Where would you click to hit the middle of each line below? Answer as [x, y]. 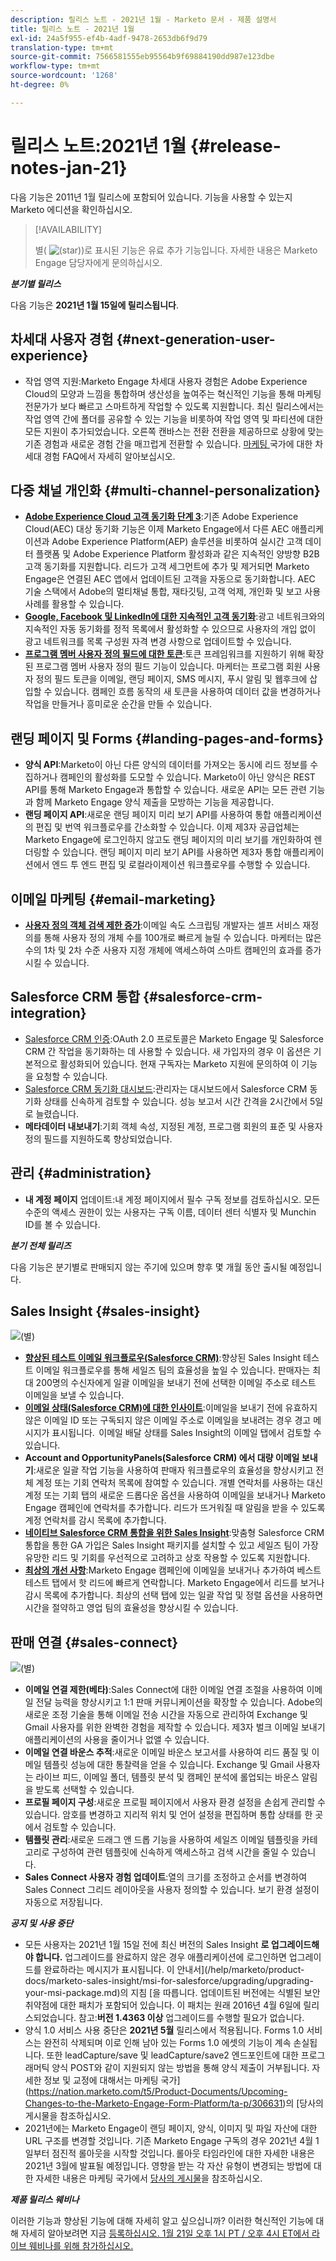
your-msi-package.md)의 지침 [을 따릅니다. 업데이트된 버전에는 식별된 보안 [172, 1993]
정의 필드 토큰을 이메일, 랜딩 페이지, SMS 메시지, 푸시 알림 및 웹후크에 [171, 679]
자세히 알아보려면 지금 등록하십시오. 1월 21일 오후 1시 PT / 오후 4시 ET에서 [165, 2233]
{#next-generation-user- [196, 339]
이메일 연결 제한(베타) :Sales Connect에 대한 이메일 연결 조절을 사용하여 [164, 1690]
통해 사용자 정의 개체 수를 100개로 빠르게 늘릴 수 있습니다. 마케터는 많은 [182, 937]
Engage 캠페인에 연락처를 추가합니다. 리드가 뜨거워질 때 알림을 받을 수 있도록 [175, 1508]
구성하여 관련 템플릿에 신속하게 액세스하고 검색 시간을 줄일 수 [170, 1852]
